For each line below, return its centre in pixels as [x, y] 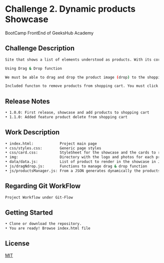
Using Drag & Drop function [34, 68]
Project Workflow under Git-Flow [39, 197]
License [17, 244]
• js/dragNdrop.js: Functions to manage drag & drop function [76, 166]
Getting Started [29, 212]
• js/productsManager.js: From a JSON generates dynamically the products [83, 171]
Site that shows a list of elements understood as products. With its [78, 60]
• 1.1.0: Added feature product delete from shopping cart [66, 117]
